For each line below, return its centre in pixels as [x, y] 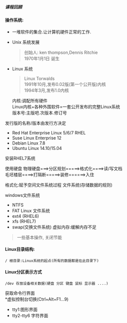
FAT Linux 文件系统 [31, 210]
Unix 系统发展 [26, 42]
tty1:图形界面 [25, 309]
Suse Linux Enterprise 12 [37, 138]
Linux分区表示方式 [24, 272]
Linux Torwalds [39, 78]
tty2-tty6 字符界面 [30, 315]
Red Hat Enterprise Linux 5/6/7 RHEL [49, 132]
